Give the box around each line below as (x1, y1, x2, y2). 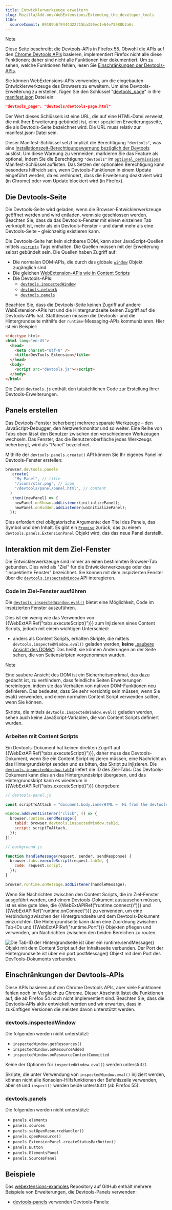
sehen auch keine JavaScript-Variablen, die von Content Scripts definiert (5, 714, 159, 721)
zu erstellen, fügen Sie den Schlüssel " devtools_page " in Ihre (32, 88, 161, 95)
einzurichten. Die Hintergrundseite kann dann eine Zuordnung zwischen (5, 918, 157, 924)
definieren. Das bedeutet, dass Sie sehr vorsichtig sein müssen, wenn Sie (5, 688, 160, 694)
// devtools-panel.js (5, 792, 52, 798)
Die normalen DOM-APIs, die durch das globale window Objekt (12, 259, 143, 265)
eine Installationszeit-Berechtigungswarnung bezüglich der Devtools (5, 145, 150, 152)
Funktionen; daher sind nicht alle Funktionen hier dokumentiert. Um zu (5, 57, 154, 63)
